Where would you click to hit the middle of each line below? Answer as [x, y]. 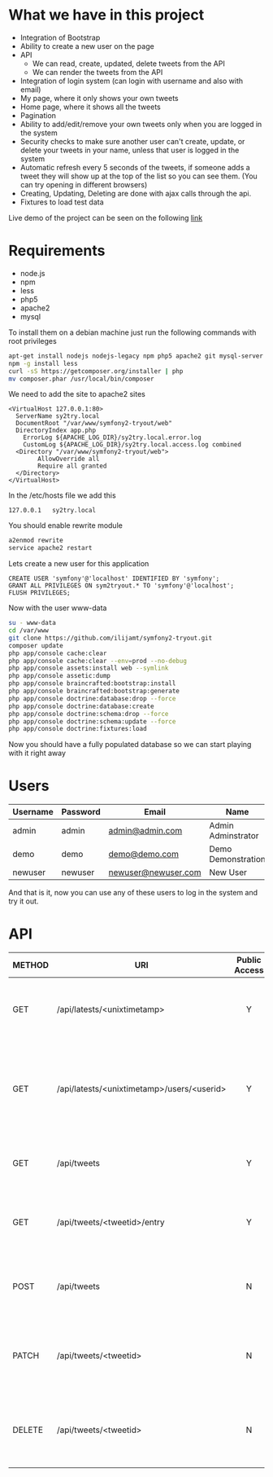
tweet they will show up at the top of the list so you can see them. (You [139, 176]
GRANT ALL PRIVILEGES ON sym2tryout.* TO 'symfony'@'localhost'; [121, 586]
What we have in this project [106, 15]
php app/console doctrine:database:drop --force [92, 698]
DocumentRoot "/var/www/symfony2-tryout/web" [94, 424]
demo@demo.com [143, 855]
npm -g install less [43, 363]
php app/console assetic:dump [60, 676]
